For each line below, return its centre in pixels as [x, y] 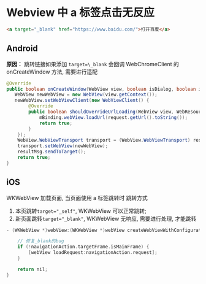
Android [22, 49]
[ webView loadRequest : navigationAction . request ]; [93, 253]
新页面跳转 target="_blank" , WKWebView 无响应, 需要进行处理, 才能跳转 [106, 218]
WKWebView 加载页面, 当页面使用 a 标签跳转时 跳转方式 [77, 198]
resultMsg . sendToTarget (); [52, 152]
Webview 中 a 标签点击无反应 [81, 13]
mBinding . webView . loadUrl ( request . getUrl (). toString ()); [113, 117]
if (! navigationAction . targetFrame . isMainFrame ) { [83, 247]
